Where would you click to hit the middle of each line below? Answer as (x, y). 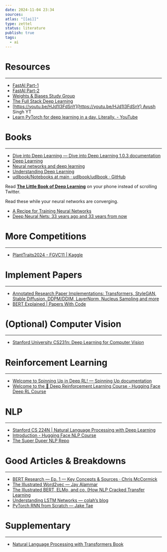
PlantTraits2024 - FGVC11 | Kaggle (47, 255)
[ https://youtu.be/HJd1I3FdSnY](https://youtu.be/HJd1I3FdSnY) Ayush (84, 106)
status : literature (25, 28)
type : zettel (19, 24)
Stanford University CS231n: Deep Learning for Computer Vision (78, 342)
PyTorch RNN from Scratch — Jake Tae (53, 506)
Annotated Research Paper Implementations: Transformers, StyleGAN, (84, 293)
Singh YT (22, 111)
